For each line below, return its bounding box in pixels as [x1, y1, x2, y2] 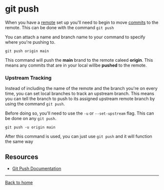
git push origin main [5, 49, 49, 53]
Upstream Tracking [5, 74, 52, 81]
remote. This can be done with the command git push [5, 24, 114, 30]
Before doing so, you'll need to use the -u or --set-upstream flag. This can [5, 110, 154, 116]
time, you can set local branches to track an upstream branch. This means [5, 91, 155, 97]
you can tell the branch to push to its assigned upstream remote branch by [5, 96, 155, 102]
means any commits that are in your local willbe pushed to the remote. [5, 62, 147, 68]
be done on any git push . [5, 116, 57, 121]
